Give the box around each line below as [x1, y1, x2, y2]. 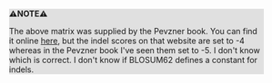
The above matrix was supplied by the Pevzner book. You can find [9, 26, 258, 36]
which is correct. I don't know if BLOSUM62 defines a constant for [9, 55, 258, 65]
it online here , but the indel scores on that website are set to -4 [9, 35, 246, 46]
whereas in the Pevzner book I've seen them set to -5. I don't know [9, 45, 261, 55]
